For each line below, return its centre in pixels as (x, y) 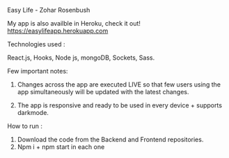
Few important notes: (38, 71)
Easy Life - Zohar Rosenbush (49, 10)
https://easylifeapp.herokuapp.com (58, 31)
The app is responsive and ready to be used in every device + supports (120, 105)
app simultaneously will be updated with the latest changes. (103, 92)
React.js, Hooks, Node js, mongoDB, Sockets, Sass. (81, 58)
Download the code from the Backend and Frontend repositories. (110, 139)
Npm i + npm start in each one (61, 147)
